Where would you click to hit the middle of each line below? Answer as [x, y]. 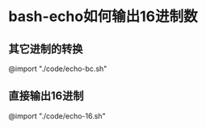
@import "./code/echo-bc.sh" [58, 69]
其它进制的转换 [46, 49]
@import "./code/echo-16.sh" [57, 116]
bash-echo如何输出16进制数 [103, 17]
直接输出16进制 [46, 96]
